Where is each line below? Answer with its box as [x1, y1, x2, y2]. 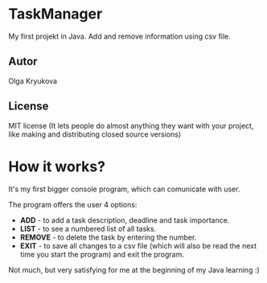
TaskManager [8, 5, 103, 23]
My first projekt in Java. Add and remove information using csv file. [8, 31, 231, 41]
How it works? [8, 158, 106, 175]
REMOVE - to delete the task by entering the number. [19, 232, 197, 242]
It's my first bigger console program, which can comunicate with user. [8, 184, 240, 194]
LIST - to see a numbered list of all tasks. [19, 224, 157, 233]
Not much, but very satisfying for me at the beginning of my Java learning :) [8, 265, 260, 274]
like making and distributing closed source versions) [8, 129, 182, 139]
